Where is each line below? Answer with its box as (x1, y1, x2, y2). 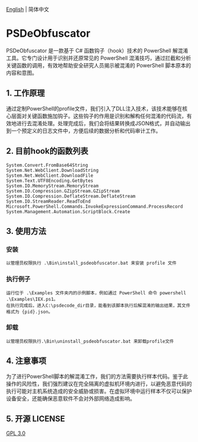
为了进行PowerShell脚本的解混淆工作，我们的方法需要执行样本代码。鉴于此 (6, 372, 189, 380)
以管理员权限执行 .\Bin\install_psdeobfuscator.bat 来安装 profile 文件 (6, 260, 177, 266)
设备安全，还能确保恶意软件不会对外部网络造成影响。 (6, 395, 136, 402)
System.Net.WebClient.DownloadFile (6, 173, 94, 178)
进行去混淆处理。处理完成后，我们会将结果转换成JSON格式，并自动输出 (16, 119, 191, 126)
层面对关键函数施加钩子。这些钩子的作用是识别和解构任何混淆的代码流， (11, 112, 187, 119)
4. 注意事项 (6, 356, 47, 366)
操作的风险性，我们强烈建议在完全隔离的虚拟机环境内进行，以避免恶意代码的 (6, 380, 192, 387)
